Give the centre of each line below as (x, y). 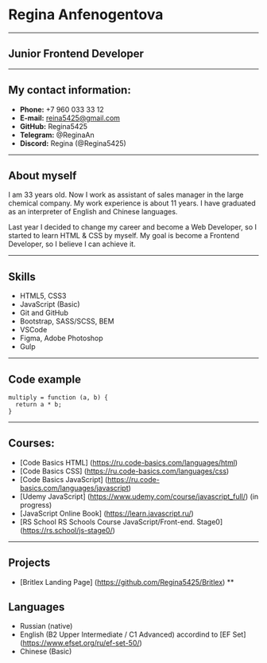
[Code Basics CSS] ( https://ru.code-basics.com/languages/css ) (124, 471)
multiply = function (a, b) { (58, 398)
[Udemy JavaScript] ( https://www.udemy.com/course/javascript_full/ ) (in (139, 496)
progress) (36, 504)
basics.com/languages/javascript (74, 488)
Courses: (32, 443)
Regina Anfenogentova (86, 15)
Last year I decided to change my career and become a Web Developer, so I (132, 227)
